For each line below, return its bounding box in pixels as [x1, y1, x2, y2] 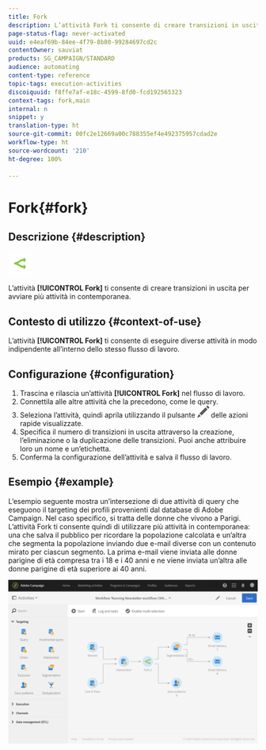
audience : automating [8, 63, 80, 71]
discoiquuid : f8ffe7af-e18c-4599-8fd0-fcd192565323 [8, 88, 182, 96]
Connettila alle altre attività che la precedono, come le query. [19, 397, 219, 406]
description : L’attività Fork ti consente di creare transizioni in [8, 21, 239, 29]
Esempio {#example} [8, 475, 115, 489]
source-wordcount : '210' [8, 147, 90, 155]
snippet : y [8, 113, 44, 121]
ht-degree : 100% [8, 155, 62, 163]
